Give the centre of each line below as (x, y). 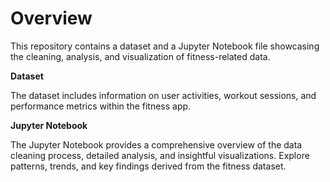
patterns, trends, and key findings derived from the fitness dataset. (148, 166)
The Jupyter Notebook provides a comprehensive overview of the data (156, 144)
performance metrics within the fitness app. (101, 106)
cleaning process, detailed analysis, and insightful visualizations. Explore (160, 155)
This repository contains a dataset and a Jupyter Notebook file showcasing (165, 46)
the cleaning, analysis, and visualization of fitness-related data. (140, 56)
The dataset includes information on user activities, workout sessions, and (163, 95)
